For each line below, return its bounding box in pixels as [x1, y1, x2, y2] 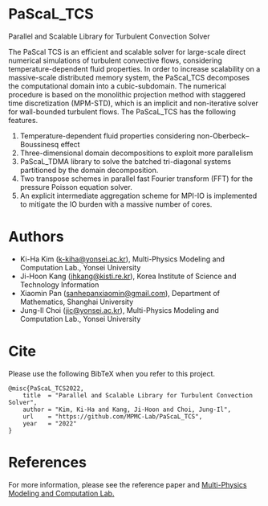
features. [8, 115, 39, 125]
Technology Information [19, 279, 99, 290]
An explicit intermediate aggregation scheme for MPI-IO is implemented [19, 191, 258, 200]
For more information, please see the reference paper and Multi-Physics [8, 479, 247, 489]
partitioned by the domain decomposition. [19, 165, 159, 175]
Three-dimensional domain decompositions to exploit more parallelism [19, 148, 254, 158]
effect [60, 139, 80, 149]
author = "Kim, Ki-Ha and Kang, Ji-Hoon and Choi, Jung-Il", [22, 405, 231, 413]
